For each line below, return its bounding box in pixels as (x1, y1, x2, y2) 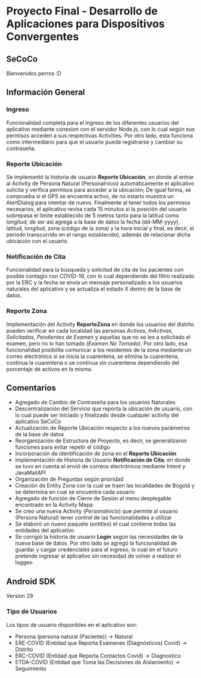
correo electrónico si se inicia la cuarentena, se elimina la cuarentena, (6, 353, 179, 360)
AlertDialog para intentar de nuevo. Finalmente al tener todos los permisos (6, 199, 191, 206)
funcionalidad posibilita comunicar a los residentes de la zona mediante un (6, 346, 191, 353)
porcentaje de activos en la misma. (6, 365, 93, 372)
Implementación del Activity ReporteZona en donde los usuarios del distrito (6, 321, 194, 328)
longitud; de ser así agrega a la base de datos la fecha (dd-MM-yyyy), (6, 218, 181, 225)
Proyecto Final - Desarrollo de (6, 4, 158, 18)
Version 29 (6, 592, 33, 600)
